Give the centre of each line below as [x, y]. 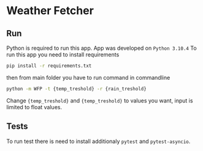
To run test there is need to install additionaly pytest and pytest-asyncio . [98, 141]
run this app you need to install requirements [63, 55]
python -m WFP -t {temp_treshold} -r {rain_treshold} [77, 89]
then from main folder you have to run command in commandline [88, 77]
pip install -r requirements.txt [49, 66]
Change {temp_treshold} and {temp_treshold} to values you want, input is [100, 100]
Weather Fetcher [50, 11]
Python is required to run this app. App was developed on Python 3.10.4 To [102, 48]
